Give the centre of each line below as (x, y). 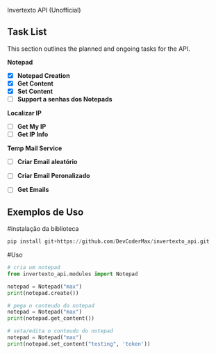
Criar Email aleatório (47, 162)
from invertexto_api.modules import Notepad (73, 274)
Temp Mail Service (35, 148)
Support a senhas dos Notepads (65, 99)
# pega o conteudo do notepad (51, 305)
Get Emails (33, 190)
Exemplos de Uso (45, 212)
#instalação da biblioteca (43, 229)
